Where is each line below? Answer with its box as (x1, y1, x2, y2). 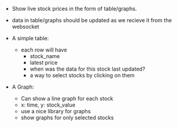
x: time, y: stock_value (20, 101, 76, 108)
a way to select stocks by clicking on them (29, 72, 135, 78)
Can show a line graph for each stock (20, 95, 114, 102)
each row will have (20, 46, 67, 53)
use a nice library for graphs (20, 108, 91, 114)
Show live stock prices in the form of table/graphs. (11, 5, 137, 12)
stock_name (29, 53, 60, 59)
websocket (11, 23, 40, 30)
